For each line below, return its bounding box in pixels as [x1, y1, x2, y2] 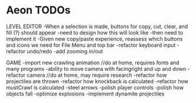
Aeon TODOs [6, 4, 71, 17]
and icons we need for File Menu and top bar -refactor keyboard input [6, 42, 176, 49]
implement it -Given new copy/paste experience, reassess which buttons [6, 35, 183, 42]
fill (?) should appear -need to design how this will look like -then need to [6, 29, 184, 36]
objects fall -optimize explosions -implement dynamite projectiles [6, 90, 165, 97]
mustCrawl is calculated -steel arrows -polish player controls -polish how [6, 84, 184, 91]
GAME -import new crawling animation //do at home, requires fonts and [6, 59, 180, 66]
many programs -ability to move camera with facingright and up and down [6, 65, 187, 72]
